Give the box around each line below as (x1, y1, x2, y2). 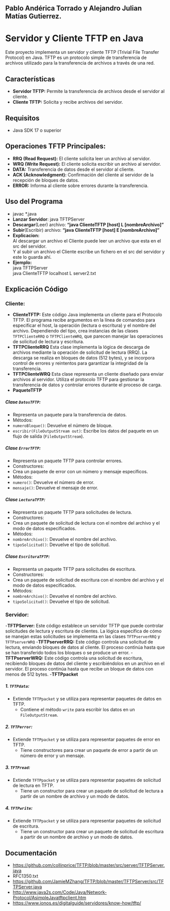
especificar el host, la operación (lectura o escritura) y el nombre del (12, 322, 156, 328)
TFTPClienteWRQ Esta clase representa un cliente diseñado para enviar (12, 371, 164, 377)
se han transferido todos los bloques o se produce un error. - (5, 650, 133, 656)
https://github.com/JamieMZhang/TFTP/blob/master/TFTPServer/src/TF (12, 878, 164, 885)
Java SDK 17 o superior (12, 127, 62, 133)
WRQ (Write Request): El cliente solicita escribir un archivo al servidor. (12, 161, 161, 167)
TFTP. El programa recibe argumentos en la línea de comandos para (12, 317, 156, 323)
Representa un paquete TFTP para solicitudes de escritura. (12, 566, 137, 572)
